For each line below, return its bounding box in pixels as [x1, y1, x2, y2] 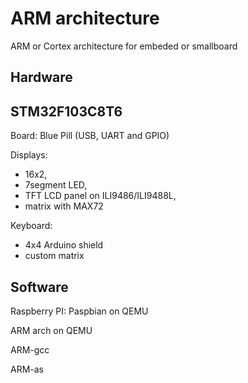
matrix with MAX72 [24, 200, 104, 212]
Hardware [10, 69, 73, 86]
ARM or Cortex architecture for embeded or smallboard [10, 40, 238, 52]
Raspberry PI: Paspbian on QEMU [10, 305, 149, 317]
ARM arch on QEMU [10, 324, 93, 336]
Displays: [10, 149, 48, 161]
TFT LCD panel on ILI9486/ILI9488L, [24, 190, 177, 202]
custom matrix [24, 250, 85, 262]
